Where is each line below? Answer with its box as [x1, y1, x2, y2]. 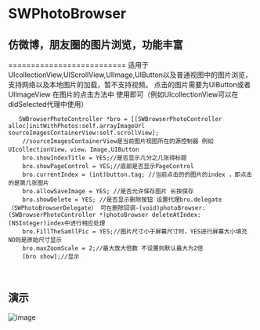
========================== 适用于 [8, 60, 149, 69]
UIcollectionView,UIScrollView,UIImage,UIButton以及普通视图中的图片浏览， [8, 70, 252, 79]
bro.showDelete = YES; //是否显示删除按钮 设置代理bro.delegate [22, 196, 222, 203]
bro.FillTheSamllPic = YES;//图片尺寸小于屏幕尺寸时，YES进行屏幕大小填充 [22, 228, 248, 236]
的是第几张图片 [8, 179, 49, 187]
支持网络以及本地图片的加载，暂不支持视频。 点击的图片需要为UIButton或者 [8, 80, 251, 89]
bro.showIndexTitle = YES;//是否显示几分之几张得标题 [22, 154, 187, 162]
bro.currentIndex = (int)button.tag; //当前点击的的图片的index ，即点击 [22, 170, 253, 178]
